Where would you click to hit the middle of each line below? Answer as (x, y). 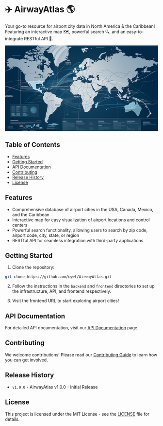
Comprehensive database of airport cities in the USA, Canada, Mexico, (83, 209)
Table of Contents (33, 145)
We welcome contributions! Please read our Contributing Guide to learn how (81, 355)
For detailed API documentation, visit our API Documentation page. (72, 328)
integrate (14, 38)
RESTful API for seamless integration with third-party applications (78, 240)
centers (20, 225)
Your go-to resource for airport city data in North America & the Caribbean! (80, 26)
